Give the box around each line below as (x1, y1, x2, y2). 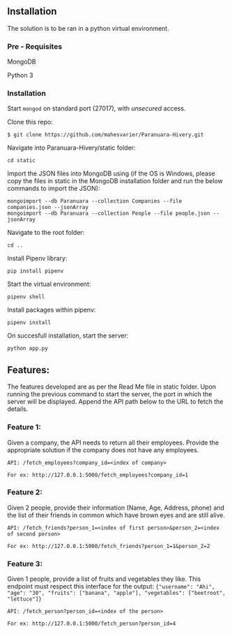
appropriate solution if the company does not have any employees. (7, 445, 199, 454)
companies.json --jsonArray (7, 204, 89, 211)
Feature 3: (7, 559, 43, 568)
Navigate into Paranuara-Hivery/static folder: (7, 143, 136, 152)
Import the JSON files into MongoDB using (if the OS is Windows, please (7, 169, 215, 178)
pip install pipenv (7, 268, 64, 275)
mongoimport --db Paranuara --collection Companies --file (7, 198, 183, 205)
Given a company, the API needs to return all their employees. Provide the (7, 438, 219, 447)
